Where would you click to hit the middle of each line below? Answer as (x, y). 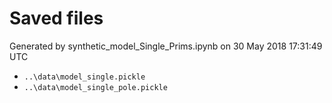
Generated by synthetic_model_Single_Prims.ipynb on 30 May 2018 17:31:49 (166, 46)
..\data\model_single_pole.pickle (95, 87)
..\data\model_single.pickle (84, 77)
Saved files (56, 18)
